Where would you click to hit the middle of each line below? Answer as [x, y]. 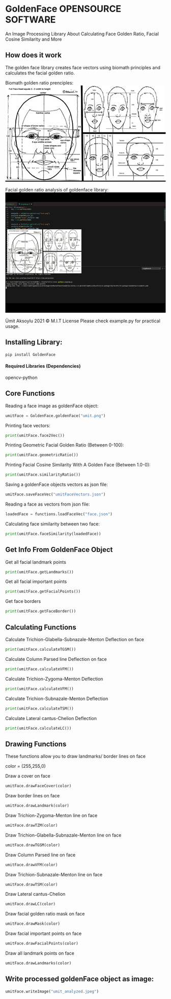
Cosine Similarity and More [34, 39]
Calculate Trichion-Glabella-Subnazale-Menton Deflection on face [75, 639]
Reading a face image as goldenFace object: [52, 406]
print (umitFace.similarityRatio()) [43, 475]
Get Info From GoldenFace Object [59, 550]
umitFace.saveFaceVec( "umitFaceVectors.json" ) [55, 494]
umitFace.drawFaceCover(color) [38, 786]
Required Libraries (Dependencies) [43, 366]
